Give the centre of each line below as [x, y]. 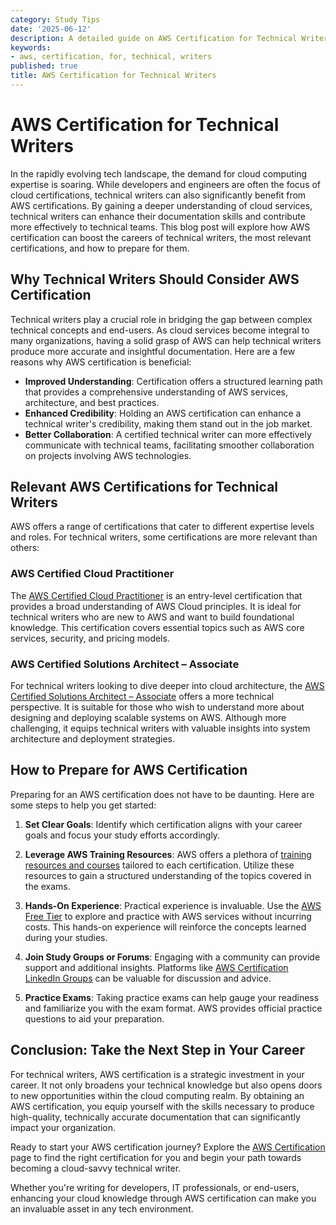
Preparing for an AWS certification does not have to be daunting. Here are [162, 794]
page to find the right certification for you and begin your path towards [156, 1157]
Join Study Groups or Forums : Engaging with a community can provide [172, 957]
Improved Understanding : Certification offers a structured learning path [173, 381]
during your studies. [66, 937]
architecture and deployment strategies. [92, 739]
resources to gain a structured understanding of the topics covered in [168, 875]
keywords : [31, 47]
